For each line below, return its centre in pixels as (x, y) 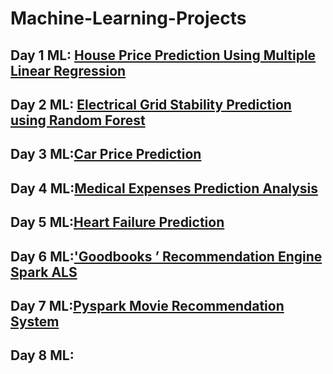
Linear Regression (68, 70)
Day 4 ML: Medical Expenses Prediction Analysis (164, 188)
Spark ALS (44, 272)
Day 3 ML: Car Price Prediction (106, 154)
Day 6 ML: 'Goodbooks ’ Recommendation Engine (166, 256)
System (35, 321)
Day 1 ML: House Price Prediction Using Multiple (163, 55)
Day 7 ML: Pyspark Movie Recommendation (147, 305)
